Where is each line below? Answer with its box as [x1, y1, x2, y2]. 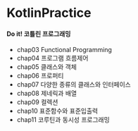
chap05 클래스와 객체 [16, 63, 77, 71]
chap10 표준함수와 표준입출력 [16, 107, 99, 116]
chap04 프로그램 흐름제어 [16, 54, 89, 63]
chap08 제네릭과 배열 [16, 89, 77, 98]
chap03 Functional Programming [16, 46, 112, 54]
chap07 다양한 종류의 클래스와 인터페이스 [16, 80, 131, 89]
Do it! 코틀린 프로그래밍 [6, 30, 71, 38]
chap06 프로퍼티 [16, 72, 64, 80]
